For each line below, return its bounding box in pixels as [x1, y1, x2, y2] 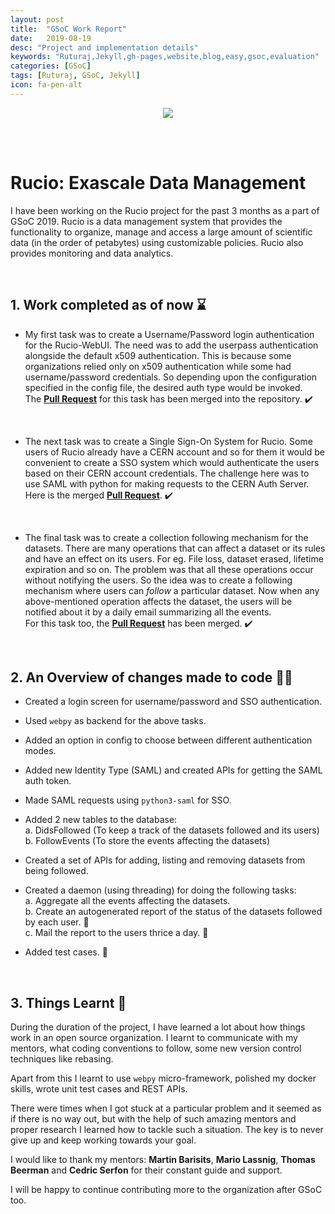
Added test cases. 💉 [24, 946, 108, 958]
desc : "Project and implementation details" [10, 42, 199, 53]
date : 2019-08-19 [10, 33, 92, 43]
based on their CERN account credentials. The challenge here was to [24, 467, 310, 479]
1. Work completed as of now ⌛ [10, 297, 207, 314]
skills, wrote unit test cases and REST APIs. [10, 1083, 188, 1095]
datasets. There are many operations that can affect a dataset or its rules [24, 542, 326, 554]
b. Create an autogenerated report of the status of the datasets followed [24, 906, 323, 918]
